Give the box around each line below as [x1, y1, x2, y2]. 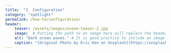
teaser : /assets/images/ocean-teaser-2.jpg [14, 26, 108, 31]
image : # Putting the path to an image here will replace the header [14, 31, 167, 36]
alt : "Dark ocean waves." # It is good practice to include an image [14, 36, 165, 41]
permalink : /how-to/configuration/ [5, 17, 81, 22]
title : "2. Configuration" [5, 7, 65, 13]
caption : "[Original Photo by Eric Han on [14, 40, 106, 45]
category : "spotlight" [5, 12, 53, 17]
